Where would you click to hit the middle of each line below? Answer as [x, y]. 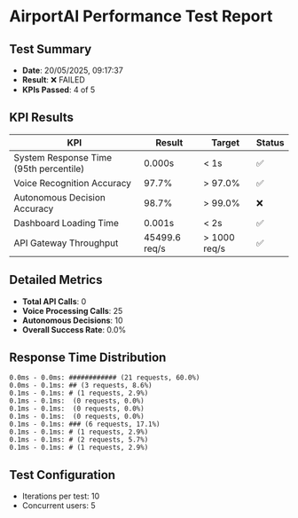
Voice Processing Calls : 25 [72, 310]
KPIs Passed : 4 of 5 [59, 90]
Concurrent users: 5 [59, 506]
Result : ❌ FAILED [54, 80]
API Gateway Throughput [66, 243]
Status [270, 142]
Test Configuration [63, 475]
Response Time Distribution [88, 358]
